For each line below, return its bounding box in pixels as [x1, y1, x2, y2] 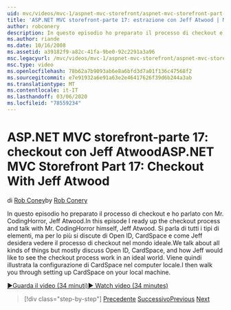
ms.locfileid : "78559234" [7, 100, 81, 107]
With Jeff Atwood [7, 174, 110, 189]
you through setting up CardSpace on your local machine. [7, 268, 171, 276]
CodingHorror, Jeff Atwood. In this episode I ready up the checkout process [7, 216, 221, 225]
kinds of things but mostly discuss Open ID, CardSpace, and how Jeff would [7, 246, 223, 254]
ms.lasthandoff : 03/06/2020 [7, 94, 88, 101]
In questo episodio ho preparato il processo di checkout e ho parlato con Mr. [7, 209, 224, 218]
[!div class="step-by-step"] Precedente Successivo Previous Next [23, 294, 210, 303]
